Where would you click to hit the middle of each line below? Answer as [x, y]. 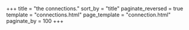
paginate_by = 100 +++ [35, 21]
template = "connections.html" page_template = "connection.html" [88, 15]
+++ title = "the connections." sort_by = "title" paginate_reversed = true [95, 9]
